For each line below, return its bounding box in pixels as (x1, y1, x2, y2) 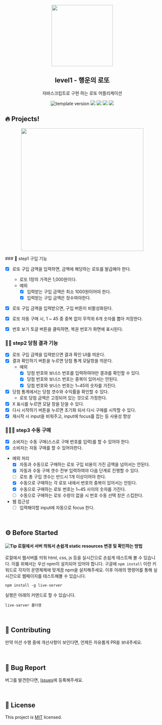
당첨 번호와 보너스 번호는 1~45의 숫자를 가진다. (26, 382, 116, 388)
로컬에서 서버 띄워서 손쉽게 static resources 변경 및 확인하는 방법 (18, 543, 143, 549)
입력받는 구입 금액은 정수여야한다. (26, 295, 92, 300)
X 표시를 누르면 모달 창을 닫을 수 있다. (12, 401, 85, 407)
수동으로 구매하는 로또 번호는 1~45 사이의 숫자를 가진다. (19, 486, 126, 492)
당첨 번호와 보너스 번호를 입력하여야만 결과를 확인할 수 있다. (26, 370, 140, 376)
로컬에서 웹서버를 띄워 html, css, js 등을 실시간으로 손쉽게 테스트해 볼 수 (5, 555, 143, 561)
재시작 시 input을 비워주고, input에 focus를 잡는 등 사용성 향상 (12, 413, 131, 419)
